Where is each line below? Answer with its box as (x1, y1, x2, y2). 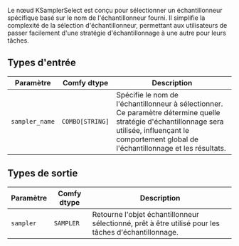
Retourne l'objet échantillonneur (92, 209, 199, 219)
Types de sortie (7, 167, 78, 180)
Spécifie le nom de (116, 90, 179, 100)
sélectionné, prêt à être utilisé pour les (92, 218, 221, 228)
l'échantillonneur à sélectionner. (116, 99, 223, 109)
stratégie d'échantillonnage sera (116, 117, 224, 127)
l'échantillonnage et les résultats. (116, 143, 226, 153)
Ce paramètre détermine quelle (116, 107, 221, 117)
